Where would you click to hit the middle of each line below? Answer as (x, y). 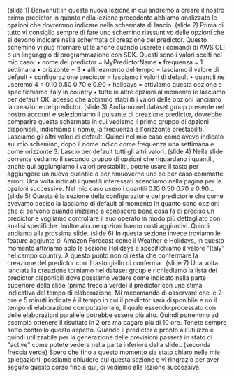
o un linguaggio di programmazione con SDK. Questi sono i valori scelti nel (115, 55)
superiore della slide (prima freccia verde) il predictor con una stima (105, 285)
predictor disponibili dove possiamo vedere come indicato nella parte (107, 278)
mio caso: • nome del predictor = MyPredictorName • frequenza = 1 (105, 62)
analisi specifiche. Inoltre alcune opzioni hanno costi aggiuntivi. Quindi (108, 226)
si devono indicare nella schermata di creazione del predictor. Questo (107, 40)
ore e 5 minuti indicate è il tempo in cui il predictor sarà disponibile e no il (112, 300)
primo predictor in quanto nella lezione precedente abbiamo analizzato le (112, 17)
